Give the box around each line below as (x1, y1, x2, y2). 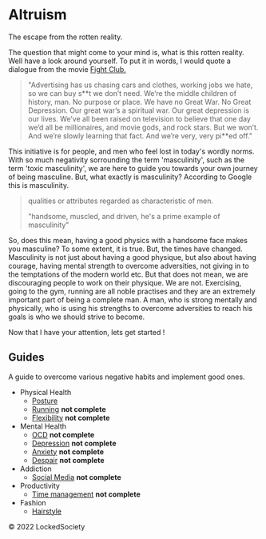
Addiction (19, 464, 52, 473)
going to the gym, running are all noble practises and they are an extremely (8, 286, 256, 296)
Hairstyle (31, 506, 62, 516)
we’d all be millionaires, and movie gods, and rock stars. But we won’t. (27, 122, 259, 132)
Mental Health (19, 421, 66, 431)
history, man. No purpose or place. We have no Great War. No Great (27, 97, 252, 106)
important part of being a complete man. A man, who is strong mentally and (8, 294, 257, 305)
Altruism (8, 6, 67, 24)
